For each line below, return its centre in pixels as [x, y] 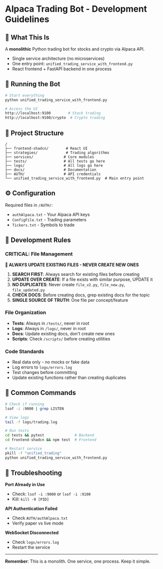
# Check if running [25, 404]
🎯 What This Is [27, 37]
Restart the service [31, 548]
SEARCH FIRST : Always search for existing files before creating [76, 274]
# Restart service [24, 449]
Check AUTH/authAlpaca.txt [40, 518]
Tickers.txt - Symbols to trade [43, 225]
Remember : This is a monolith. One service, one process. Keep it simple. [78, 561]
